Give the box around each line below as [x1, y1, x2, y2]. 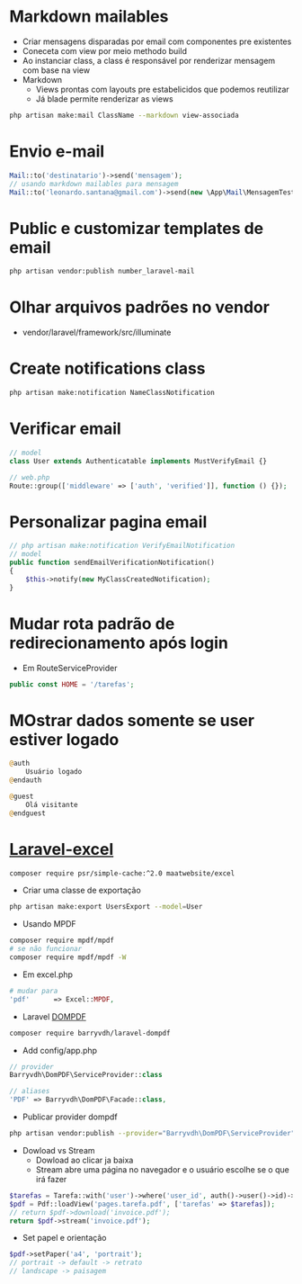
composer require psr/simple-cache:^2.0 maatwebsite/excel [9, 868, 235, 878]
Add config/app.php [22, 1045, 97, 1055]
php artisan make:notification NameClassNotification [9, 389, 216, 398]
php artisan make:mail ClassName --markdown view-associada [9, 111, 240, 120]
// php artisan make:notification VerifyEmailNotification [9, 542, 235, 551]
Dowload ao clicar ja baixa [35, 1154, 134, 1165]
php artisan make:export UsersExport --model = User [9, 902, 203, 911]
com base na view [22, 65, 91, 76]
